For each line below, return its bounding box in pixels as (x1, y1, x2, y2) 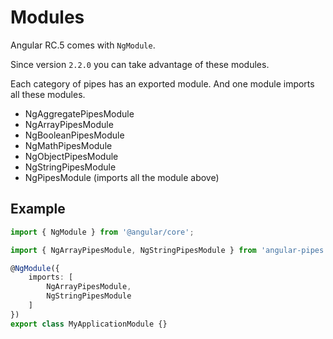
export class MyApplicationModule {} (10, 319, 168, 329)
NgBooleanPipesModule (24, 129, 125, 141)
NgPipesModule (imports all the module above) (24, 171, 220, 183)
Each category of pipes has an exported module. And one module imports (10, 77, 315, 90)
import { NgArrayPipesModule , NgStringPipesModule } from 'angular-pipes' (10, 245, 329, 255)
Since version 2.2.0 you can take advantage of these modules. (10, 58, 270, 70)
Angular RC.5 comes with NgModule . (10, 39, 156, 51)
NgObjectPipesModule (24, 150, 119, 162)
